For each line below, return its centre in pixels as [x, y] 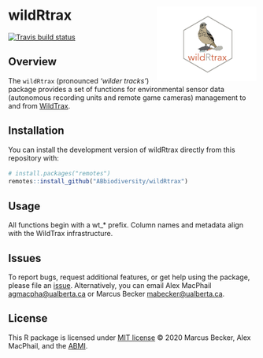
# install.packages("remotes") [59, 173]
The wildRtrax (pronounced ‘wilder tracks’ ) [79, 80]
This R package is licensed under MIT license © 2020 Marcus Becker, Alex [130, 338]
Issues [25, 258]
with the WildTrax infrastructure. [61, 234]
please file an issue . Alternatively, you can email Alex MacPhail [110, 285]
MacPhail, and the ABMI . [48, 345]
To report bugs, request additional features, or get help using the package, [129, 277]
